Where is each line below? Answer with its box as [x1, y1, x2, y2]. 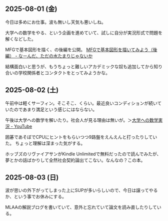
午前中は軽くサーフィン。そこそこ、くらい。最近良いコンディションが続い [5, 100, 157, 106]
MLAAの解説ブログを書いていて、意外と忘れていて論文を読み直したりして [5, 204, 157, 210]
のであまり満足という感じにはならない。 [13, 106, 97, 112]
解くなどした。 [5, 36, 36, 42]
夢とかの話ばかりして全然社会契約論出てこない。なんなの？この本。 [5, 157, 145, 163]
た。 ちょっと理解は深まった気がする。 [5, 140, 85, 146]
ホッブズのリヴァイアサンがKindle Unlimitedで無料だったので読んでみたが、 [5, 151, 161, 157]
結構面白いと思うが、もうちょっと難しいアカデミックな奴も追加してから [5, 63, 154, 69]
